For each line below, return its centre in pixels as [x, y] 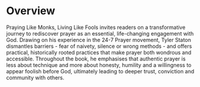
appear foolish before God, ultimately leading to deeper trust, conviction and [100, 71]
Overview [31, 11]
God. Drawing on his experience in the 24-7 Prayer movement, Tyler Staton [99, 40]
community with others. [35, 78]
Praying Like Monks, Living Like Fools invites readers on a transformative [96, 27]
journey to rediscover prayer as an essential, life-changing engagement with [100, 33]
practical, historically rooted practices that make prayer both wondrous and [99, 52]
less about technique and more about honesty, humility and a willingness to [99, 65]
